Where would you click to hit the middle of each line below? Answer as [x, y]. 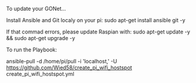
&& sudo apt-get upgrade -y [41, 38]
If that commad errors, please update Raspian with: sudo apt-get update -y [98, 32]
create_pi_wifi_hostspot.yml [40, 74]
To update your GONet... [36, 9]
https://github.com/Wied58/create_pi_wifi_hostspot [69, 67]
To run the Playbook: [32, 50]
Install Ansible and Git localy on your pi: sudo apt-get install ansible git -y [96, 20]
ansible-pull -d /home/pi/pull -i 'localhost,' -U [62, 61]
